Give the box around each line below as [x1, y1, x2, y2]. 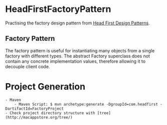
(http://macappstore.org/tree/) [5, 115, 73, 120]
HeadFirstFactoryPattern [5, 3, 111, 15]
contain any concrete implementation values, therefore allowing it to [5, 58, 146, 64]
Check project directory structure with [10, 111, 95, 116]
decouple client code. [5, 63, 50, 69]
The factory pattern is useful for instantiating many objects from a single [5, 47, 155, 53]
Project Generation [5, 81, 86, 92]
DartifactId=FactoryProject [5, 106, 64, 111]
